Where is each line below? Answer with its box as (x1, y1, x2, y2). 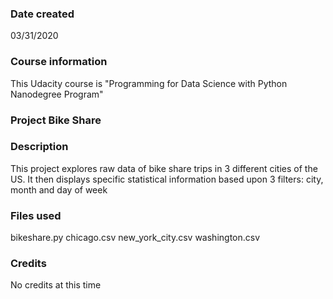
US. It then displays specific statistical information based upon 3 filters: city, (10, 173, 324, 185)
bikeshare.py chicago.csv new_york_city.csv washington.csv (10, 232, 261, 244)
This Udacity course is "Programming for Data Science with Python (10, 77, 288, 89)
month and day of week (10, 183, 108, 196)
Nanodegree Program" (10, 88, 104, 100)
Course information (10, 55, 108, 69)
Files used (10, 208, 62, 222)
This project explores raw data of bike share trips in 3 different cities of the (10, 162, 318, 174)
